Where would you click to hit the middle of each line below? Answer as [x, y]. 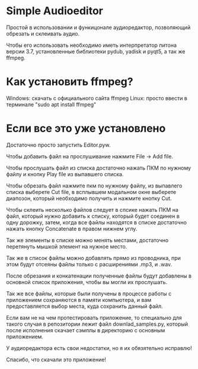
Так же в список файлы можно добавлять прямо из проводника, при [93, 258]
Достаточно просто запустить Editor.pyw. [58, 145]
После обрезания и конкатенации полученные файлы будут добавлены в [99, 276]
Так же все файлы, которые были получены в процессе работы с [89, 293]
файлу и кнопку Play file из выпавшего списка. [65, 174]
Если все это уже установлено [86, 128]
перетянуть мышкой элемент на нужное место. [67, 246]
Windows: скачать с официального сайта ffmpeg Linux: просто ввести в [97, 98]
